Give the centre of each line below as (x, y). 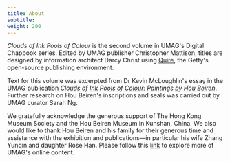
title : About (26, 13)
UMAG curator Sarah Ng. (42, 103)
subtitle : (21, 20)
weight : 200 (24, 26)
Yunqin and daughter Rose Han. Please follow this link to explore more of (111, 146)
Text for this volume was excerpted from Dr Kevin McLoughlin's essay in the (115, 81)
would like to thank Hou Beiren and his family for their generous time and (111, 130)
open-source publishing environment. (61, 68)
